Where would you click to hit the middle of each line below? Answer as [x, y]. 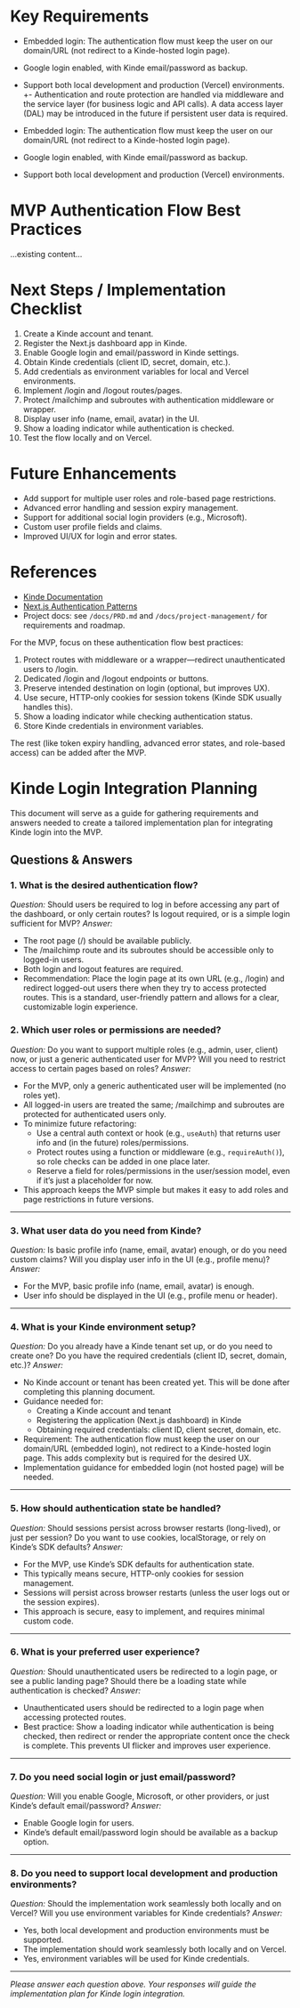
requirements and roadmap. [74, 625]
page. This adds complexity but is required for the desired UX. [137, 1458]
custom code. [48, 1621]
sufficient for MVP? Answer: [61, 924]
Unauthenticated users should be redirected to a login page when [143, 1707]
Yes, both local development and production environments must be [146, 1931]
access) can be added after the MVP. [78, 752]
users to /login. [51, 668]
